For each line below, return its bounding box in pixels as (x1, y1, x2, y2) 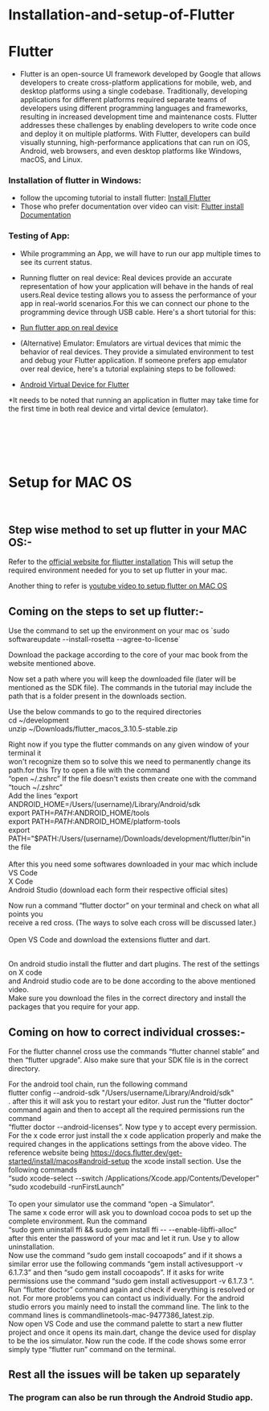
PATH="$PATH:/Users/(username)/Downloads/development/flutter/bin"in (8, 834, 251, 843)
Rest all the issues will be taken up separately (8, 1368, 241, 1382)
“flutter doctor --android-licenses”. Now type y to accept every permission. (8, 1122, 258, 1132)
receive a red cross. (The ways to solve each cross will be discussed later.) (8, 918, 257, 928)
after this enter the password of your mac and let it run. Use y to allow (8, 1234, 239, 1243)
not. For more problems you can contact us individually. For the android (8, 1293, 245, 1303)
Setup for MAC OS (8, 473, 132, 491)
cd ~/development (8, 715, 70, 726)
